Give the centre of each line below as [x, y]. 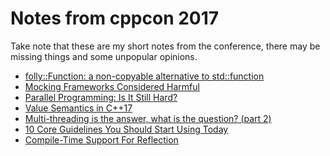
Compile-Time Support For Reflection [101, 139]
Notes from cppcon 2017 [115, 18]
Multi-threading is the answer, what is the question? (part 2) [148, 118]
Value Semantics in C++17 [78, 108]
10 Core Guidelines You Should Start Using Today [126, 129]
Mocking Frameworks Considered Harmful [112, 86]
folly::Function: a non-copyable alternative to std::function [144, 76]
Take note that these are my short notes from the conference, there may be [165, 46]
